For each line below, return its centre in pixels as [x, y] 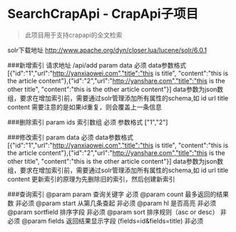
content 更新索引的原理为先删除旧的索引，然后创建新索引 [92, 179]
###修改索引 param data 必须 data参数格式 [71, 137]
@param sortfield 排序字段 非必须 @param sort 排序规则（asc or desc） [113, 212]
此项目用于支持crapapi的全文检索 [73, 35]
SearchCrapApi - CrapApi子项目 [103, 14]
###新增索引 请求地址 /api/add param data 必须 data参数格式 [97, 65]
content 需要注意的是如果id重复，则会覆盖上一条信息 [85, 107]
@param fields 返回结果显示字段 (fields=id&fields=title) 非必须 [112, 221]
